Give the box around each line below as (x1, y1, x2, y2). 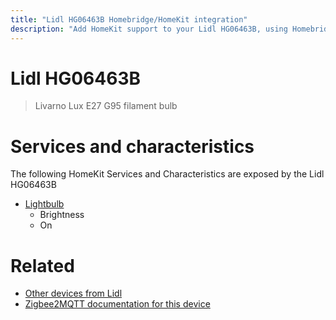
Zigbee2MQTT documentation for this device (24, 298, 211, 310)
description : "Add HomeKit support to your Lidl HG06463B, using (10, 24, 288, 34)
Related (10, 254, 75, 277)
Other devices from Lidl (24, 287, 123, 300)
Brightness (39, 209, 85, 221)
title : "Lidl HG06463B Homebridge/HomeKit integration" (10, 14, 248, 25)
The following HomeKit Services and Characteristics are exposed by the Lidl (10, 168, 325, 180)
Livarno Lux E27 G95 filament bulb (34, 100, 178, 112)
